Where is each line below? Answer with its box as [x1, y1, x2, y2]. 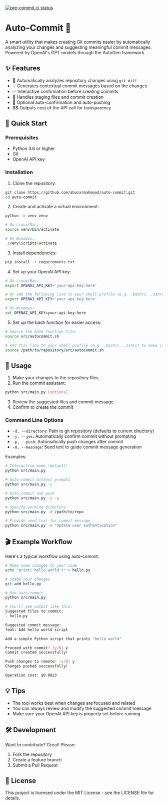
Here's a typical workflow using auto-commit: [5, 553, 99, 559]
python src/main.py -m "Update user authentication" [5, 523, 117, 528]
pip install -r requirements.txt [5, 259, 75, 264]
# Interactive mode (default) [5, 463, 68, 468]
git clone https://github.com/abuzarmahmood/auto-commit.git [5, 190, 135, 195]
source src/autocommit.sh [5, 334, 59, 339]
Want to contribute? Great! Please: [5, 741, 76, 747]
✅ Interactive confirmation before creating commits [12, 88, 118, 94]
